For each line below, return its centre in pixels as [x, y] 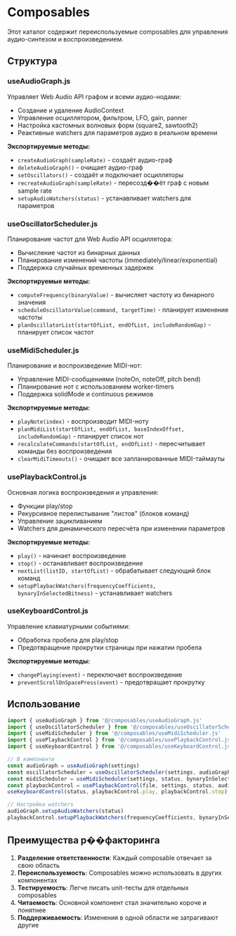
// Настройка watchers [40, 805]
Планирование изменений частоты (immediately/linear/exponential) [117, 260]
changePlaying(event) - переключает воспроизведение [100, 675]
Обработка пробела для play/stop [68, 639]
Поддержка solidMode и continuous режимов [85, 394]
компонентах [37, 880]
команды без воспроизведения [65, 451]
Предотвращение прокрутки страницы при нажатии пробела [110, 647]
